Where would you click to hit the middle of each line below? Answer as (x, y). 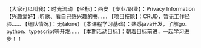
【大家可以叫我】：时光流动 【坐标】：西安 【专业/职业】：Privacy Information (101, 9)
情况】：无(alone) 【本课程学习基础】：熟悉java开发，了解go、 (114, 24)
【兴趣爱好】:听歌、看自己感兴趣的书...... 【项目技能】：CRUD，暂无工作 (95, 16)
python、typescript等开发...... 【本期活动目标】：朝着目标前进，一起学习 (95, 31)
